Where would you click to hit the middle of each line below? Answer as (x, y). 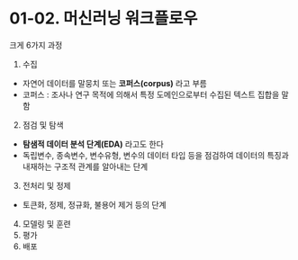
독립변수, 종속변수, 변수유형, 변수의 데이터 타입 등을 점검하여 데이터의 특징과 (156, 155)
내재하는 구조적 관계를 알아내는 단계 (85, 166)
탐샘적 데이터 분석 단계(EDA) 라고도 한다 (93, 144)
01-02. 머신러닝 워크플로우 (104, 18)
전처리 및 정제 (46, 185)
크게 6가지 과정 (36, 45)
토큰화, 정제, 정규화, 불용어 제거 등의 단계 (94, 204)
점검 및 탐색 (43, 125)
